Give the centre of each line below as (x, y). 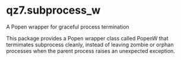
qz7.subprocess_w (53, 10)
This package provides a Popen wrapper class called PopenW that (87, 38)
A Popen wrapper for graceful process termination (68, 27)
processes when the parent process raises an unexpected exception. (90, 50)
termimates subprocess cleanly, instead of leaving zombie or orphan (90, 45)
